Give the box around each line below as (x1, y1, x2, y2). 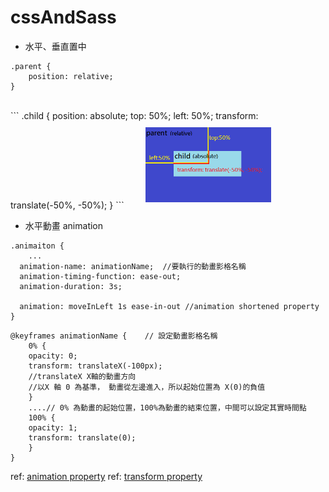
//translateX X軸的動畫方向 (28, 371, 137, 381)
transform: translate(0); (28, 432, 137, 443)
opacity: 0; (28, 351, 78, 361)
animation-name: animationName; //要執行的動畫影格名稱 (19, 261, 247, 271)
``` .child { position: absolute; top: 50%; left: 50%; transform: (10, 109, 259, 121)
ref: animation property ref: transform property (10, 470, 203, 482)
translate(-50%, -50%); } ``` (10, 199, 125, 211)
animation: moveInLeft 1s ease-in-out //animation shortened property (19, 301, 320, 311)
